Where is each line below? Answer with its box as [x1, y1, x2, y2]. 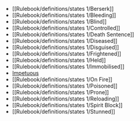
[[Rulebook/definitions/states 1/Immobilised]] [12, 63, 125, 70]
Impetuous [12, 70, 39, 76]
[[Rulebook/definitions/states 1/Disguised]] [12, 44, 119, 51]
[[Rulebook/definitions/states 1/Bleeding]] [12, 11, 116, 19]
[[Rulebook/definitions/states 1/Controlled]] [12, 24, 121, 31]
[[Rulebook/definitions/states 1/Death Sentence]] [12, 31, 135, 38]
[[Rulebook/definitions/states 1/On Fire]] [12, 76, 113, 83]
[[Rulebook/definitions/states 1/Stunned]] [12, 108, 115, 115]
